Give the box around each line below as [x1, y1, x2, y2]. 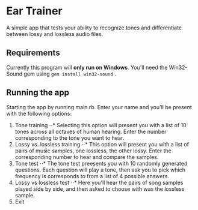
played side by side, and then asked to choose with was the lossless [14, 185, 185, 193]
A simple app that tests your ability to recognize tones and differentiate [6, 24, 182, 31]
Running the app [6, 88, 69, 98]
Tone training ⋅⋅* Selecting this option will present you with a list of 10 [14, 121, 187, 128]
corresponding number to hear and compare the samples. [14, 153, 159, 160]
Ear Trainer [6, 4, 63, 18]
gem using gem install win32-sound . [23, 70, 116, 77]
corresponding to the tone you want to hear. [14, 134, 125, 142]
